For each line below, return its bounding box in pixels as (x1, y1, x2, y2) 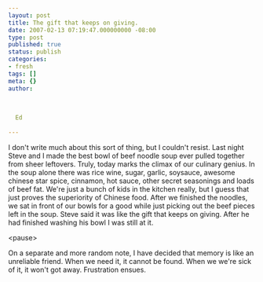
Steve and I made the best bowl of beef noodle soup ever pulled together (8, 151, 245, 160)
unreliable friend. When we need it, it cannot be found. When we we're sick (8, 256, 252, 266)
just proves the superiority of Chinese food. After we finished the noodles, (8, 192, 248, 202)
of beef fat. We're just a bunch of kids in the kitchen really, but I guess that (8, 184, 250, 193)
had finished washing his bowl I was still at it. (8, 218, 154, 227)
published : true (8, 41, 61, 49)
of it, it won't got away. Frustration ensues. (8, 265, 147, 274)
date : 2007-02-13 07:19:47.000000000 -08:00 (8, 26, 156, 34)
